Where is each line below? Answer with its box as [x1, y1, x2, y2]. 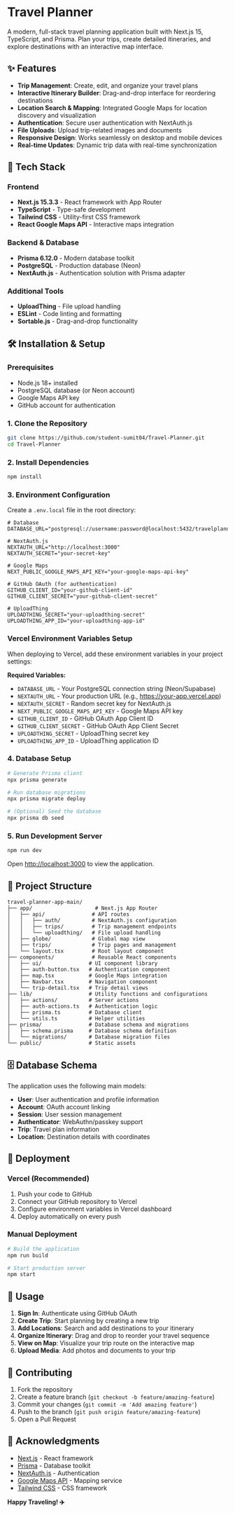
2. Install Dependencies [7, 457, 90, 467]
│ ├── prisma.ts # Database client [7, 1009, 142, 1016]
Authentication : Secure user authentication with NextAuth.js [17, 118, 193, 127]
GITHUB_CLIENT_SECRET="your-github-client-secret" [7, 593, 158, 600]
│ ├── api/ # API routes [7, 911, 130, 918]
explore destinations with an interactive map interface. [7, 42, 164, 50]
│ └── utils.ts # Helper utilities [7, 1015, 145, 1022]
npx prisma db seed [7, 814, 64, 822]
